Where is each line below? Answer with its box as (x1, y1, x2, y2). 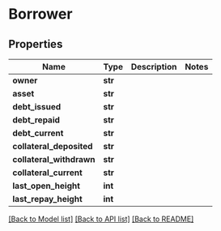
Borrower (8, 5, 73, 24)
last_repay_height (12, 194, 83, 204)
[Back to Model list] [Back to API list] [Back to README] (8, 214, 194, 224)
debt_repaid (12, 114, 61, 126)
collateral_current (12, 167, 83, 178)
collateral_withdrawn (12, 154, 96, 165)
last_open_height (12, 180, 81, 191)
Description (130, 62, 177, 72)
